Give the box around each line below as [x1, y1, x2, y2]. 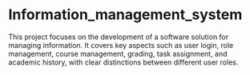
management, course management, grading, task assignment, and [8, 49, 228, 58]
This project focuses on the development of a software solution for [8, 32, 229, 41]
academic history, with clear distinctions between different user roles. [8, 57, 239, 67]
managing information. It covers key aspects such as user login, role [8, 40, 234, 49]
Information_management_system [8, 6, 243, 24]
